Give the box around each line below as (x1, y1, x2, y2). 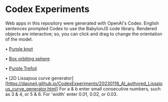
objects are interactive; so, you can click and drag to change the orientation (5, 31, 162, 37)
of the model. (5, 36, 33, 42)
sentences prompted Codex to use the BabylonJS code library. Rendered (5, 25, 157, 31)
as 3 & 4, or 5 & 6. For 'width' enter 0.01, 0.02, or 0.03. (5, 91, 118, 97)
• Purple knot (5, 46, 33, 52)
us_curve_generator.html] (5, 85, 59, 91)
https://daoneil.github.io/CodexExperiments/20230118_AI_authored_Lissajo (7, 80, 163, 86)
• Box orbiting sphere (5, 55, 50, 61)
